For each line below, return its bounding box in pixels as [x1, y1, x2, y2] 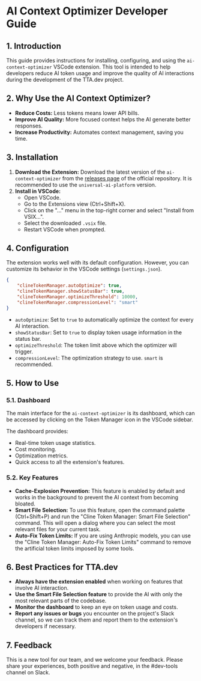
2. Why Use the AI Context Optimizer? [6, 93, 151, 103]
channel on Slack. [6, 669, 50, 676]
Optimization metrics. [14, 452, 68, 459]
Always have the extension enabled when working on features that [14, 578, 183, 585]
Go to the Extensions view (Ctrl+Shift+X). [23, 200, 126, 207]
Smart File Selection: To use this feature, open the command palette [14, 506, 185, 513]
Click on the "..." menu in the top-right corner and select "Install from [23, 206, 194, 214]
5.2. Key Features [6, 474, 59, 482]
